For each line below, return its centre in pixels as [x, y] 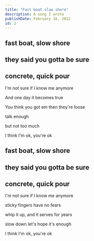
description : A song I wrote [35, 14]
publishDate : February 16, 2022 [38, 19]
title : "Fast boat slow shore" [37, 10]
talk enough [17, 116]
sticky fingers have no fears [33, 205]
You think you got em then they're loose [45, 107]
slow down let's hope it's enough [38, 224]
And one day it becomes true [34, 97]
